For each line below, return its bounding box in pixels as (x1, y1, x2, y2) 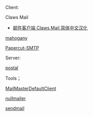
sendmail (5, 105, 25, 111)
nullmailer (5, 96, 26, 101)
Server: (5, 55, 21, 61)
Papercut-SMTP (5, 45, 39, 51)
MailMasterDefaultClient (5, 85, 56, 91)
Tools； (5, 75, 21, 81)
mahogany (5, 35, 28, 41)
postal (5, 65, 19, 71)
